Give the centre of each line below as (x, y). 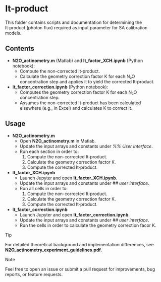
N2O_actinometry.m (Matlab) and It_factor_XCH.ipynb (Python (78, 61)
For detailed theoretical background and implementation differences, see (80, 244)
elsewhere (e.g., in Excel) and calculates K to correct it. (76, 108)
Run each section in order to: (49, 151)
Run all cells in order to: (44, 188)
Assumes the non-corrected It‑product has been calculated (80, 103)
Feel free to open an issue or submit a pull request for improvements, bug (80, 269)
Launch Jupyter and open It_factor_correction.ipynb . (75, 214)
